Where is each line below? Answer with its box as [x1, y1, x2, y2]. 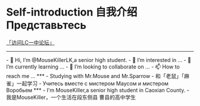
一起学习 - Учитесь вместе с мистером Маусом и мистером [16, 80, 168, 87]
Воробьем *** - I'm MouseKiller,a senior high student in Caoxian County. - [6, 86, 189, 93]
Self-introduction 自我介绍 [6, 5, 138, 19]
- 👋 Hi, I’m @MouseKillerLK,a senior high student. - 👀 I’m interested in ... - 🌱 [6, 56, 192, 63]
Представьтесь [6, 18, 87, 32]
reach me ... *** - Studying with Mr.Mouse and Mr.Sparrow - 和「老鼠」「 [6, 72, 185, 79]
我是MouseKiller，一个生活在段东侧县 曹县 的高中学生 [6, 93, 136, 101]
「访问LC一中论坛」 [6, 39, 55, 46]
